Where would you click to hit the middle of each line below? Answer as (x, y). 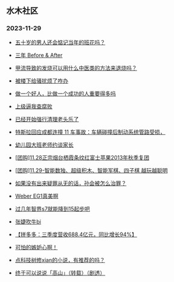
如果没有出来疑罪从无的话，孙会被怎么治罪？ (71, 183)
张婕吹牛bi (28, 221)
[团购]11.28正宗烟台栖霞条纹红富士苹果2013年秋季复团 (82, 157)
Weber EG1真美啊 (37, 196)
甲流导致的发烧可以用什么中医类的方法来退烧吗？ (76, 67)
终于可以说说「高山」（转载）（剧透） (60, 272)
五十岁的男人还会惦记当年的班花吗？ (60, 42)
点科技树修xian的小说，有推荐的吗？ (60, 260)
